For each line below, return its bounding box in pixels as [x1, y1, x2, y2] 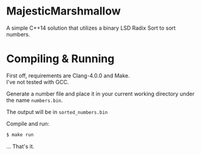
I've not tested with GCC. [6, 78, 69, 85]
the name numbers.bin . [6, 96, 63, 104]
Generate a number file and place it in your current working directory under [6, 90, 195, 97]
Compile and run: [6, 120, 50, 127]
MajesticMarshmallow [6, 4, 121, 18]
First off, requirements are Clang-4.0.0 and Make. [6, 71, 130, 79]
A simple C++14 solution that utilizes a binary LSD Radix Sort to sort [6, 24, 176, 31]
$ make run [6, 131, 34, 137]
